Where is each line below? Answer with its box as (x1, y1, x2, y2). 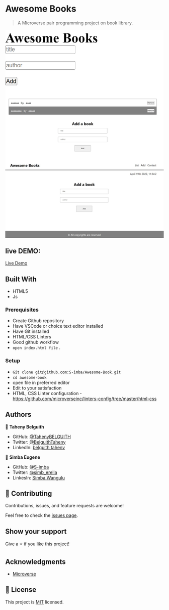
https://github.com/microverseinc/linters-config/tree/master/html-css (12, 396, 157, 402)
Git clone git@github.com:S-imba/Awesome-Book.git (12, 370, 121, 375)
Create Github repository (12, 318, 64, 324)
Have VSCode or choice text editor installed (12, 323, 104, 329)
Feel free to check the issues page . (5, 512, 78, 518)
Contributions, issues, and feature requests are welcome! (5, 503, 124, 509)
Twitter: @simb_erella (12, 469, 57, 475)
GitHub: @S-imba (12, 464, 49, 470)
